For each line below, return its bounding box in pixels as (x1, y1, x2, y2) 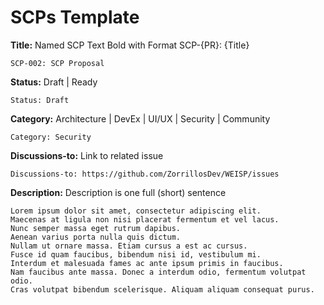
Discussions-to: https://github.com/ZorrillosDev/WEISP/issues (10, 169, 280, 179)
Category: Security (10, 132, 92, 142)
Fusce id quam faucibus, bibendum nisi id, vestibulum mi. (10, 249, 262, 260)
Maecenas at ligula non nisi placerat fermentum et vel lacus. (10, 214, 280, 225)
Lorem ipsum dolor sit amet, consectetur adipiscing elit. (10, 206, 262, 216)
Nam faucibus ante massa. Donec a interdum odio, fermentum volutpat (10, 267, 307, 277)
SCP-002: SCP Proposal (10, 58, 105, 68)
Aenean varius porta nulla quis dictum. (10, 232, 182, 242)
